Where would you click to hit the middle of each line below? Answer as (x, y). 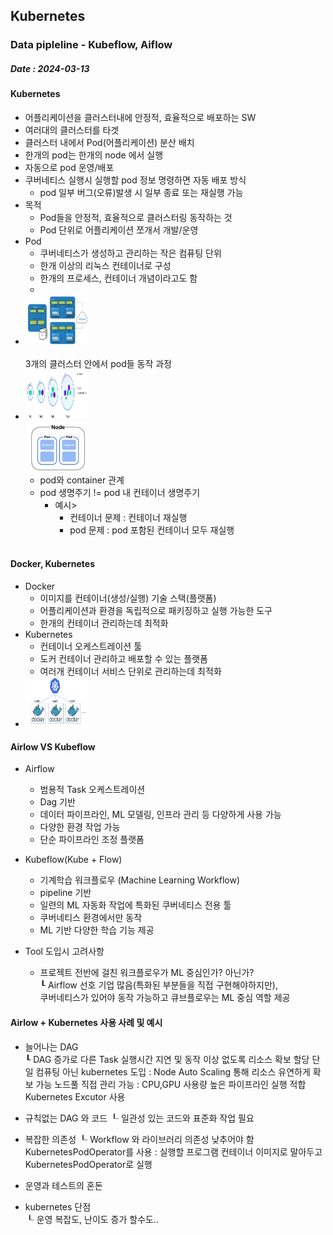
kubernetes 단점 (58, 1206)
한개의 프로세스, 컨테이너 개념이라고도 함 (118, 278)
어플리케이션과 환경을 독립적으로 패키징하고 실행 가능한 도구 (156, 611)
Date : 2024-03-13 (50, 68)
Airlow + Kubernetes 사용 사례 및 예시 (86, 1022)
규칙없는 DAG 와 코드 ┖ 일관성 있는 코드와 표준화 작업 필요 (139, 1118)
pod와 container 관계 (82, 480)
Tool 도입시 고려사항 (64, 951)
